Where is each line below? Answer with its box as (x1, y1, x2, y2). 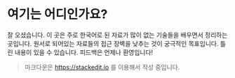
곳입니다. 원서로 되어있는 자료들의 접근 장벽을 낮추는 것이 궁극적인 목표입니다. (7, 39, 219, 47)
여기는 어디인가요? (7, 6, 108, 22)
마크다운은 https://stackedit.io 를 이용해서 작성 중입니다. (24, 63, 180, 71)
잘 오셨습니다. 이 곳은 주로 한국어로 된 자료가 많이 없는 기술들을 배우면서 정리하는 (7, 31, 228, 39)
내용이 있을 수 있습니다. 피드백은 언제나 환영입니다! (14, 48, 153, 56)
